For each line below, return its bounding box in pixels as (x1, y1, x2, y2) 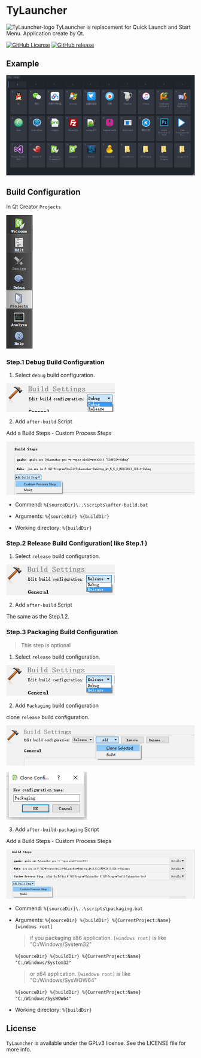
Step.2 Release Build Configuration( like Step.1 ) (6, 539, 148, 547)
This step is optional (20, 641, 71, 648)
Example (6, 59, 39, 69)
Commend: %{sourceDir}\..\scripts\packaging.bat (14, 905, 143, 912)
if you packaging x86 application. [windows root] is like (29, 935, 166, 942)
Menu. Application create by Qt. (6, 29, 85, 37)
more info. (6, 1045, 32, 1053)
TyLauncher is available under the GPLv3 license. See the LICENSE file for (6, 1039, 187, 1047)
